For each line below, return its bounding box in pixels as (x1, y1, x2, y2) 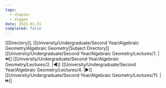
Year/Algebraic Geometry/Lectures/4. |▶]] (5, 67, 93, 73)
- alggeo (10, 17, 28, 22)
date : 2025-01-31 (5, 21, 42, 27)
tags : (5, 7, 17, 13)
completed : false (5, 26, 42, 31)
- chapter (10, 12, 30, 17)
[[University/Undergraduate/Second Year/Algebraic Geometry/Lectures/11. (5, 72, 159, 78)
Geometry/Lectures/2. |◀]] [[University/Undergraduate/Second (5, 61, 136, 68)
